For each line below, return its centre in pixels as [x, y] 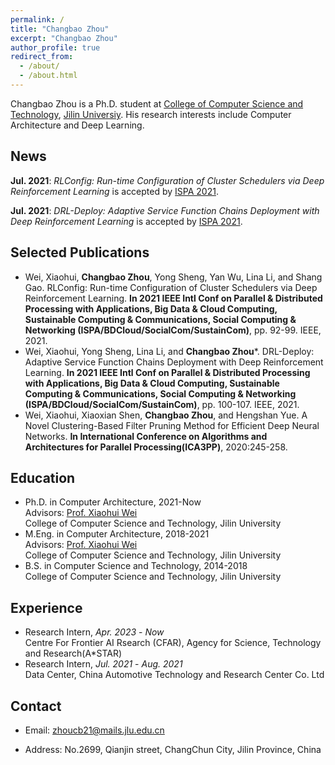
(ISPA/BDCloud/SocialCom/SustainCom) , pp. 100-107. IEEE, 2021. [162, 404]
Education [43, 477]
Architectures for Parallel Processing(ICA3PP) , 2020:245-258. [156, 447]
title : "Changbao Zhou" [60, 29]
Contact [36, 706]
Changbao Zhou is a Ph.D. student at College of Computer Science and [157, 103]
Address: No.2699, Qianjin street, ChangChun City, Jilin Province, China [173, 749]
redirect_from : [42, 57]
